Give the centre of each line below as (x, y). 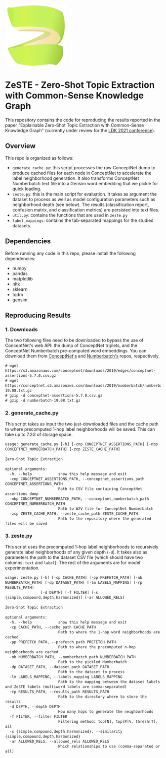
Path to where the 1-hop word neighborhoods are (109, 632)
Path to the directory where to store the (103, 696)
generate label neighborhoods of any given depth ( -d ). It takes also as (76, 552)
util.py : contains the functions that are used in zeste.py (70, 215)
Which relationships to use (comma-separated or (109, 746)
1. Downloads (21, 329)
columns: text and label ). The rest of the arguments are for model (73, 562)
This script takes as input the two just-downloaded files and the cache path (82, 424)
